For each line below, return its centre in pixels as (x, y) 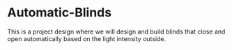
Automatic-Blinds (60, 13)
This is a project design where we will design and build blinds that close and (116, 32)
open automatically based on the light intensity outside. (87, 38)
